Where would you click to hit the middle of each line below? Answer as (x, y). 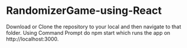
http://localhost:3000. (32, 39)
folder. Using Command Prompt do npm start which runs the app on (88, 32)
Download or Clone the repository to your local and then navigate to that (93, 27)
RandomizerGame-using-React (84, 11)
